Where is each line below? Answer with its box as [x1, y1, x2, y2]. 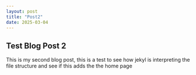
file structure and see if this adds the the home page [6, 62, 133, 70]
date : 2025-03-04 [6, 19, 49, 25]
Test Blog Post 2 [6, 41, 66, 51]
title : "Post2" [6, 14, 43, 20]
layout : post [6, 8, 38, 15]
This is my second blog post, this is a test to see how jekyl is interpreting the [6, 56, 190, 63]
